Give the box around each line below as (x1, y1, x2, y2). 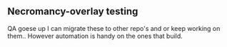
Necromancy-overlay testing (7, 6, 138, 18)
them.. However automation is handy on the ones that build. (7, 32, 183, 40)
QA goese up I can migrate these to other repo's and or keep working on (7, 24, 221, 32)
